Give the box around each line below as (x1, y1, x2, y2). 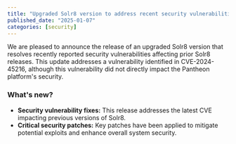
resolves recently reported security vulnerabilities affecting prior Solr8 (7, 50, 211, 58)
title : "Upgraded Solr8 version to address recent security (7, 10, 188, 18)
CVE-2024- (181, 58, 214, 66)
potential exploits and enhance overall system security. (17, 128, 177, 137)
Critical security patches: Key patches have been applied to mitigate (17, 121, 218, 129)
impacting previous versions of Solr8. (17, 113, 126, 122)
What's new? (7, 90, 53, 100)
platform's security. (7, 72, 64, 81)
